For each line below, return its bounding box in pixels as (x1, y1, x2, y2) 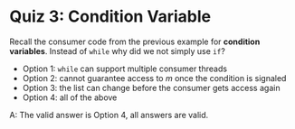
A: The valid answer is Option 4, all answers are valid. (9, 109, 209, 120)
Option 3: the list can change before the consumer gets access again (22, 82, 281, 93)
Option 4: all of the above (22, 92, 118, 103)
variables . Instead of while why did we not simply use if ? (9, 45, 226, 56)
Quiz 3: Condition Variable (9, 6, 211, 27)
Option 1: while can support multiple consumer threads (22, 63, 228, 74)
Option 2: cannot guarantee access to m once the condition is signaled (22, 72, 287, 83)
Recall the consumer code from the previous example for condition (9, 36, 261, 47)
